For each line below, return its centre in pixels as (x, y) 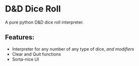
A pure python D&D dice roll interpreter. (44, 22)
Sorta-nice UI (25, 59)
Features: (20, 37)
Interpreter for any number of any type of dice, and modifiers (73, 49)
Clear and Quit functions (37, 54)
